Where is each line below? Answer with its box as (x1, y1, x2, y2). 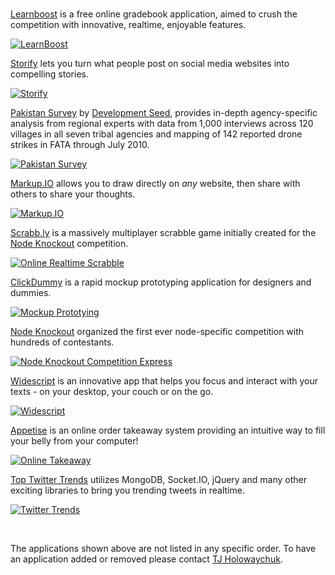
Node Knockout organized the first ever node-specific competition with (10, 326, 305, 337)
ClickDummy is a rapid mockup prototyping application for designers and (10, 276, 312, 288)
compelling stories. (10, 68, 89, 80)
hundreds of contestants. (10, 336, 115, 348)
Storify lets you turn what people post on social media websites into (10, 58, 290, 69)
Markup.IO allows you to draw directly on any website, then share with (10, 178, 301, 189)
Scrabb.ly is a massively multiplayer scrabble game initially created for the (10, 227, 317, 238)
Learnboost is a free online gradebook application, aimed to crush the (10, 8, 298, 20)
